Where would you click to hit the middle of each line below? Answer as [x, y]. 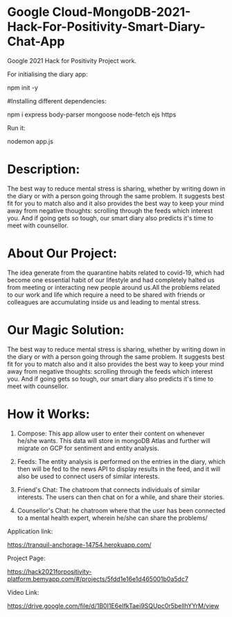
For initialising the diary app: [47, 74]
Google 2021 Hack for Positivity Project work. [72, 60]
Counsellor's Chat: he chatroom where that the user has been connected [121, 510]
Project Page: [27, 558]
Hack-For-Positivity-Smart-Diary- [106, 27]
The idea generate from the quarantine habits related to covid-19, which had [116, 272]
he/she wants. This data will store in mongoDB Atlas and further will [114, 440]
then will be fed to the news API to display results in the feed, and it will [118, 469]
